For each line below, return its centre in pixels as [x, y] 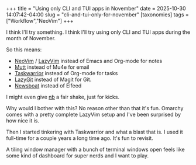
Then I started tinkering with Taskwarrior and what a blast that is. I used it [94, 132]
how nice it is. [23, 121]
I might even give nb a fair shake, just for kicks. [63, 97]
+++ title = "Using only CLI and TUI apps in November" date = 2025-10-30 [96, 8]
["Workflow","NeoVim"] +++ [40, 21]
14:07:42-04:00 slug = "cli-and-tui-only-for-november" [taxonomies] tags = [97, 15]
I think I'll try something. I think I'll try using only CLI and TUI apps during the [98, 32]
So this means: [24, 50]
